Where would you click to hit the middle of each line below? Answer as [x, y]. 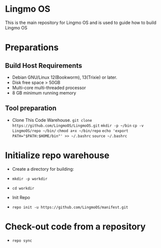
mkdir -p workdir [30, 179]
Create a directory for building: [43, 169]
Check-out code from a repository [75, 226]
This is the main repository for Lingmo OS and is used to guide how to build [81, 23]
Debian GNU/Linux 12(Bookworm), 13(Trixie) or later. [65, 77]
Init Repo [21, 197]
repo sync [22, 241]
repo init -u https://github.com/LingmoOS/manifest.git [70, 207]
